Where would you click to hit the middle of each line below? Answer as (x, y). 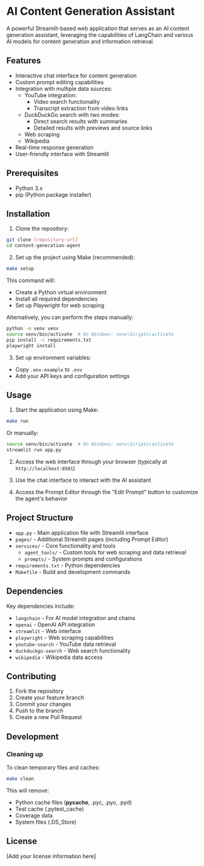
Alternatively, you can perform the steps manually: (70, 317)
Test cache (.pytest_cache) (50, 809)
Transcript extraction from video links (81, 108)
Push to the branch (39, 711)
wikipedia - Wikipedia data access (59, 657)
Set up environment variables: (53, 357)
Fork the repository (40, 691)
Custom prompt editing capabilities (59, 82)
